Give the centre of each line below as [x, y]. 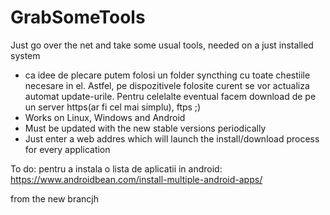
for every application [67, 149]
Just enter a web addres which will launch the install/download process [172, 138]
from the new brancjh [54, 198]
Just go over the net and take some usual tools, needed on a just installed [162, 45]
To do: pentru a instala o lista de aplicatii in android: [116, 168]
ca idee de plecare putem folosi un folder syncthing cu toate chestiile [167, 75]
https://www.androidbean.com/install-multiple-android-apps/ [136, 179]
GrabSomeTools [78, 17]
